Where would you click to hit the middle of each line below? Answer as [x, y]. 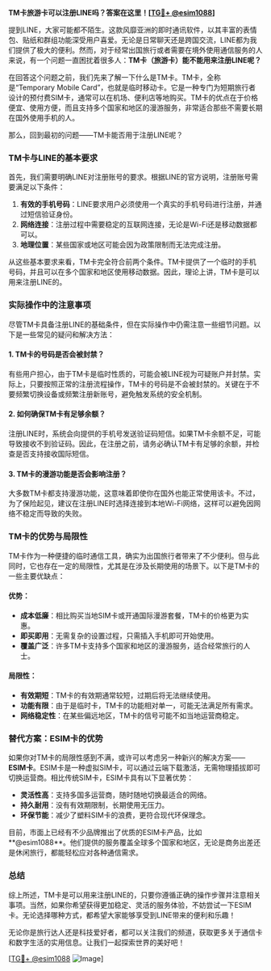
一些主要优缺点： [37, 576]
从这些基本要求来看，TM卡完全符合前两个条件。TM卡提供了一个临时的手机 [132, 262]
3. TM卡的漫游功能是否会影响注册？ [68, 474]
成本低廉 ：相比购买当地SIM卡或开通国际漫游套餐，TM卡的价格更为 [131, 615]
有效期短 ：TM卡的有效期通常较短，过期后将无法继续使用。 [117, 695]
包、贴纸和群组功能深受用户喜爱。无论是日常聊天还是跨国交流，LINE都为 [129, 40]
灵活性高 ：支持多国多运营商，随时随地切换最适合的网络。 [115, 795]
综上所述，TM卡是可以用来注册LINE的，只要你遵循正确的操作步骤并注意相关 [135, 895]
